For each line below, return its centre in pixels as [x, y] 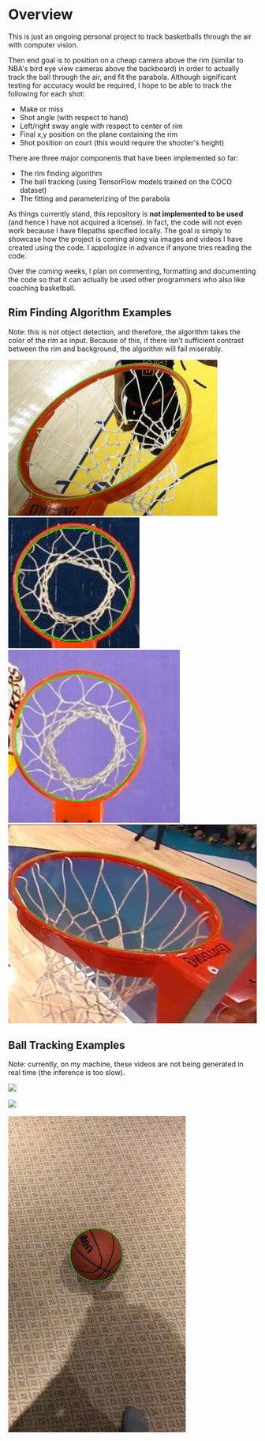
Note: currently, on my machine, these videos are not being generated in [126, 1064]
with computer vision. [43, 44]
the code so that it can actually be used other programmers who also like [127, 279]
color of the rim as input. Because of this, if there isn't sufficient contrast [126, 340]
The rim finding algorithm [61, 173]
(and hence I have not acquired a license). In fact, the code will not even [125, 222]
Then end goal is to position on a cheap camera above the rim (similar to [126, 60]
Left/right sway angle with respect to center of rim [101, 126]
